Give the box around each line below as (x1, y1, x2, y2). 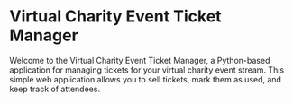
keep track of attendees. (9, 83, 101, 94)
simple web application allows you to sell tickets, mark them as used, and (9, 73, 282, 84)
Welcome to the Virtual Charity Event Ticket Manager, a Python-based (9, 55, 270, 65)
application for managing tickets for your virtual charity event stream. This (9, 64, 285, 75)
